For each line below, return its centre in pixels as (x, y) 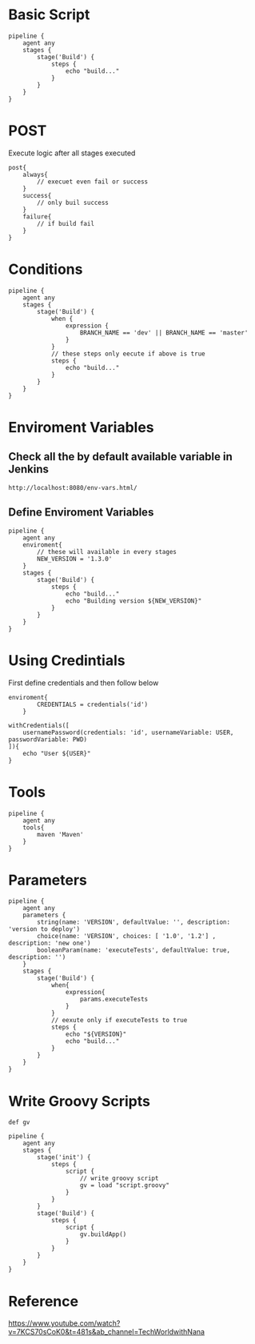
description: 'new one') (50, 943)
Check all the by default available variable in (121, 457)
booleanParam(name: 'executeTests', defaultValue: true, (133, 950)
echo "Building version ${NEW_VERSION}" (133, 601)
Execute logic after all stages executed (72, 153)
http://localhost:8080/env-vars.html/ (73, 487)
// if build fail (66, 223)
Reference (43, 1301)
